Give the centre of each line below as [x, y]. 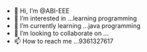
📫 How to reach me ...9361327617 [64, 41]
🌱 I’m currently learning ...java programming [77, 26]
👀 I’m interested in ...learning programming [75, 18]
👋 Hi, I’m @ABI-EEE [42, 11]
